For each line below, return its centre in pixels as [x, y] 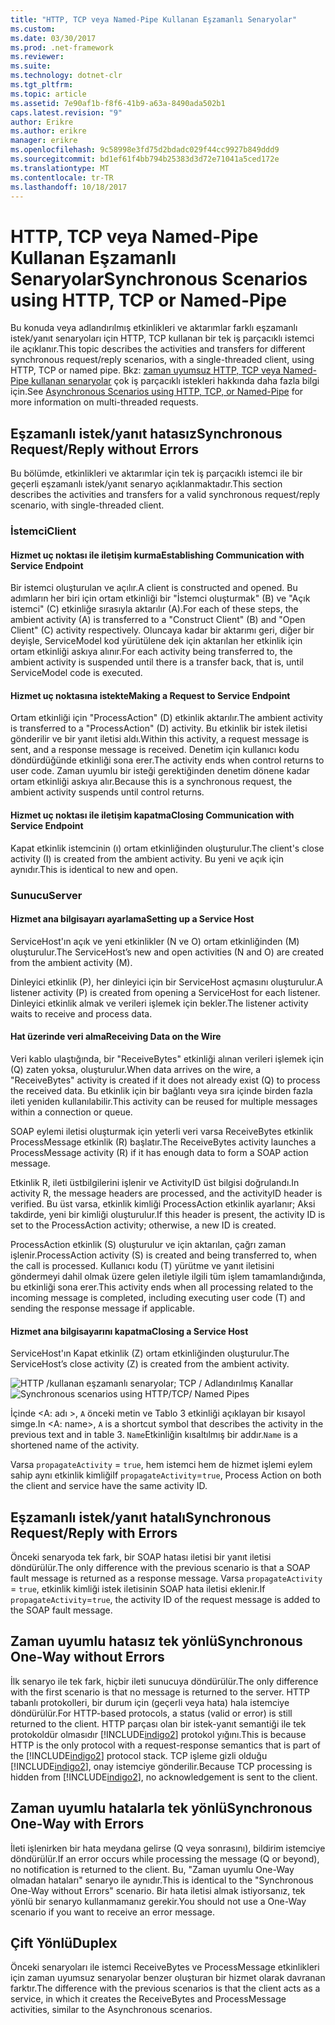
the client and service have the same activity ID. [109, 1486]
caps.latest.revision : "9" [66, 112]
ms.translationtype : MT [60, 168]
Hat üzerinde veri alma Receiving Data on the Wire [116, 1037]
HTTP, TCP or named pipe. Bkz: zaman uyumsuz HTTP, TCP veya [146, 370]
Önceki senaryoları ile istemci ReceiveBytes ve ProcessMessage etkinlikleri [165, 1967]
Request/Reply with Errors [94, 1532]
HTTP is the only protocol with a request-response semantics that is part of [165, 1745]
